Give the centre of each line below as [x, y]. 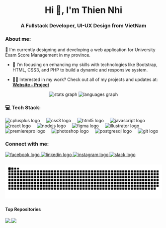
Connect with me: [27, 144]
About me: [18, 39]
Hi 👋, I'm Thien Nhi [83, 10]
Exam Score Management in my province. [48, 55]
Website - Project [31, 85]
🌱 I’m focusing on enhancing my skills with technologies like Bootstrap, [85, 65]
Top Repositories [23, 209]
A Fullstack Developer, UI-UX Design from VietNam [83, 26]
